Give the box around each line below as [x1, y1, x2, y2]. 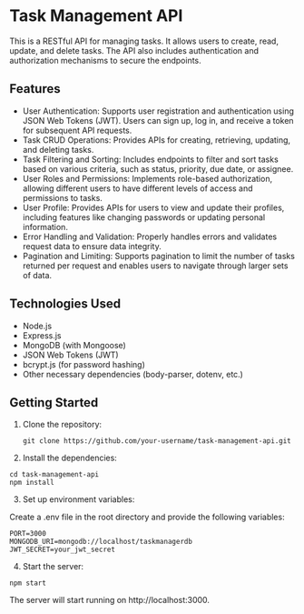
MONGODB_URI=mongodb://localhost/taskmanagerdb [9, 538, 193, 547]
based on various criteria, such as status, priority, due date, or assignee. [22, 163, 294, 174]
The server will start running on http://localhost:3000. [9, 595, 211, 606]
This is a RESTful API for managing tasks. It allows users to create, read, [9, 35, 279, 46]
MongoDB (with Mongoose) [22, 339, 127, 350]
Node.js [22, 320, 53, 331]
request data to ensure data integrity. [22, 240, 162, 251]
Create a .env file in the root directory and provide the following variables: [9, 511, 285, 523]
